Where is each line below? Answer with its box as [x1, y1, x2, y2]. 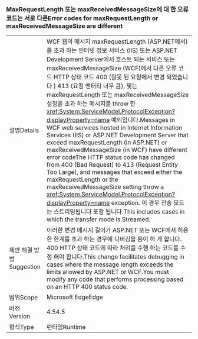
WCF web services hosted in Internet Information [46, 124, 183, 132]
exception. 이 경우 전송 [111, 199, 172, 207]
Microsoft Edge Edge [46, 293, 103, 301]
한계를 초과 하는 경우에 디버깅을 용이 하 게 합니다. [53, 235, 182, 243]
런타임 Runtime [46, 323, 86, 331]
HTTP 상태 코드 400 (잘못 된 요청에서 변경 [53, 73, 165, 81]
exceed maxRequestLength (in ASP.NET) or [46, 138, 167, 147]
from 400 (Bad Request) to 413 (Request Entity [46, 161, 179, 169]
